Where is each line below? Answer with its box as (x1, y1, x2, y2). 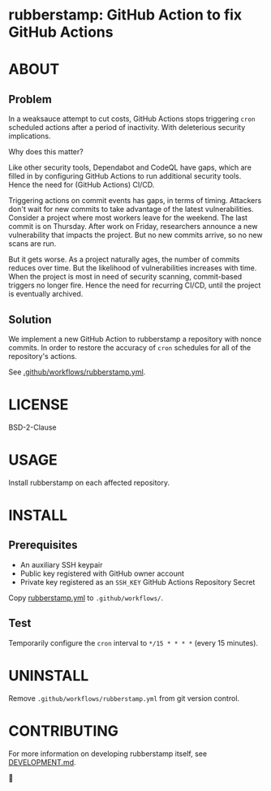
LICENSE (8, 395, 69, 414)
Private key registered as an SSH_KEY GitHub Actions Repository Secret (19, 577, 256, 586)
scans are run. (8, 239, 57, 249)
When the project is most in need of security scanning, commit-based (8, 272, 243, 282)
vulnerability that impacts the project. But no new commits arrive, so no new (8, 230, 263, 240)
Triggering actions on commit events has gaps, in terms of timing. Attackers (8, 196, 262, 205)
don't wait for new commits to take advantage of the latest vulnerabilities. (8, 205, 254, 214)
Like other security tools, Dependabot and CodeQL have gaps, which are (8, 162, 252, 172)
